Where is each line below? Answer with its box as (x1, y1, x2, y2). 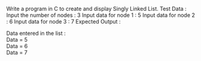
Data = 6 (6, 42, 28, 50)
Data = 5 (6, 36, 28, 43)
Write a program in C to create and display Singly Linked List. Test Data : (6, 5, 186, 12)
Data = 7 (6, 49, 28, 56)
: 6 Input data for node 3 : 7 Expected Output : (6, 18, 121, 25)
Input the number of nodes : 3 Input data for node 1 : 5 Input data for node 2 (6, 11, 196, 19)
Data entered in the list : (6, 30, 66, 37)
